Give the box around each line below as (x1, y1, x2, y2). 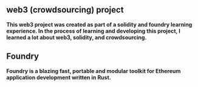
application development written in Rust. (6, 74, 111, 81)
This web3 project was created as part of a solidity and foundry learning (6, 21, 193, 28)
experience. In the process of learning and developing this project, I (6, 27, 180, 34)
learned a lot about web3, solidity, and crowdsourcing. (6, 33, 147, 41)
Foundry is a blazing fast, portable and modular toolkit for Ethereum (6, 67, 181, 74)
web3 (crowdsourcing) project (6, 5, 124, 15)
